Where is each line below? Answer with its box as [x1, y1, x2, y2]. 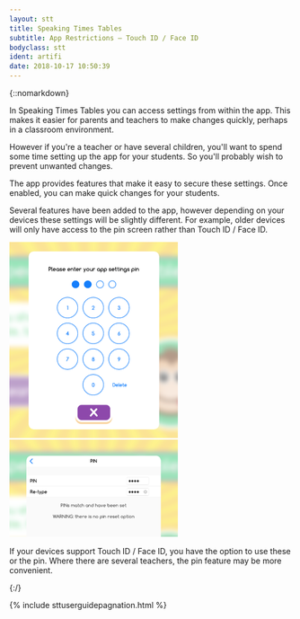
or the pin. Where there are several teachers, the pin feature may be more [9, 555, 282, 566]
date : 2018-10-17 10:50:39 [9, 62, 110, 71]
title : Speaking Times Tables [9, 23, 123, 33]
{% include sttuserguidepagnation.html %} [9, 600, 168, 610]
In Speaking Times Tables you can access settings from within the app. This [9, 105, 291, 116]
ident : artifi [9, 52, 63, 62]
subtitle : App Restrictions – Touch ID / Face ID [9, 33, 199, 42]
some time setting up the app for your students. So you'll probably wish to [9, 151, 284, 162]
